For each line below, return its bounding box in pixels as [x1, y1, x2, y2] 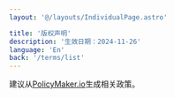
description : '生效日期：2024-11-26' [9, 37, 141, 46]
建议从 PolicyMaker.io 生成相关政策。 [9, 79, 140, 89]
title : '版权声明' [9, 28, 72, 38]
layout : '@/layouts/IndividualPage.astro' [9, 12, 168, 22]
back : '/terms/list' [9, 54, 86, 63]
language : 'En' [9, 45, 65, 54]
